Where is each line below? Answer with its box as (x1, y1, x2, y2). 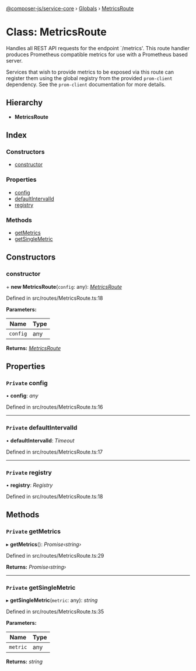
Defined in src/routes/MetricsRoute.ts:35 (6, 608, 104, 615)
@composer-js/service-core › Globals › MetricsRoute (6, 5, 134, 12)
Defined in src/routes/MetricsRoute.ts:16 (6, 403, 103, 411)
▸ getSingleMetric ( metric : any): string (6, 596, 98, 604)
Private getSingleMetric (6, 583, 76, 592)
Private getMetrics (6, 527, 61, 535)
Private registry (6, 468, 52, 476)
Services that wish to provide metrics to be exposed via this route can (6, 68, 174, 75)
